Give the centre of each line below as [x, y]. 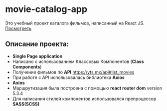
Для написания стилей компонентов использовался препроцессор [84, 98]
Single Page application [37, 56]
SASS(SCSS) [26, 104]
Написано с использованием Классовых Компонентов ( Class [78, 61]
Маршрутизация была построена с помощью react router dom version [87, 88]
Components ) [27, 66]
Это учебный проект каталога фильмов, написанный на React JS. [75, 23]
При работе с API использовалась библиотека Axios [68, 77]
